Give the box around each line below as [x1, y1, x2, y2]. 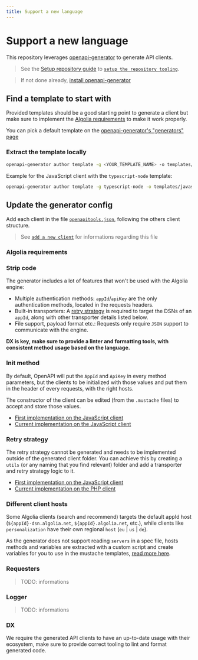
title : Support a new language [6, 8, 83, 15]
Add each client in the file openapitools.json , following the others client [6, 216, 180, 223]
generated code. [6, 647, 47, 654]
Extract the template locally [6, 148, 87, 157]
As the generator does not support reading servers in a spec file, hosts [6, 537, 179, 544]
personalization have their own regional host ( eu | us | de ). [6, 526, 148, 533]
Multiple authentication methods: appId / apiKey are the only [14, 295, 157, 302]
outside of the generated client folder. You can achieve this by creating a [6, 455, 183, 462]
